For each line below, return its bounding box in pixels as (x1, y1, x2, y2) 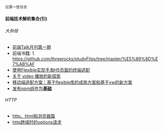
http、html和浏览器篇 (12, 113, 56, 119)
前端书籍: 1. (12, 50, 35, 56)
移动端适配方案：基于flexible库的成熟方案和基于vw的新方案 (12, 79, 132, 85)
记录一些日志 (5, 4, 28, 9)
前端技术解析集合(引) (5, 15, 48, 21)
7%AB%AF (12, 61, 35, 67)
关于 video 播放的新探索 (12, 73, 61, 79)
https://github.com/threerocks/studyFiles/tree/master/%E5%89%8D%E (12, 56, 159, 62)
